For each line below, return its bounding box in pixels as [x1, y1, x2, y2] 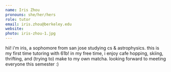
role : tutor [5, 17, 31, 22]
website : [5, 26, 24, 31]
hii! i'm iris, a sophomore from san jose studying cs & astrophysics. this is [5, 45, 160, 51]
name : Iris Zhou [5, 7, 40, 13]
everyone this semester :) [5, 61, 59, 67]
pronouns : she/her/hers [5, 12, 56, 17]
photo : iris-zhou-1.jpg [5, 31, 56, 36]
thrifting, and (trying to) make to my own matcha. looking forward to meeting [5, 56, 166, 61]
